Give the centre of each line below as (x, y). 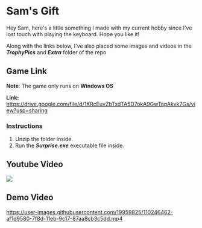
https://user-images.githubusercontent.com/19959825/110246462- (90, 212)
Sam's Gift (33, 11)
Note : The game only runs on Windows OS (60, 86)
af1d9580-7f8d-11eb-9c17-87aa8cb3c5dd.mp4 (65, 218)
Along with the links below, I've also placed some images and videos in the (99, 46)
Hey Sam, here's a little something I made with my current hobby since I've (99, 28)
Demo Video (30, 198)
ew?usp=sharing (27, 110)
